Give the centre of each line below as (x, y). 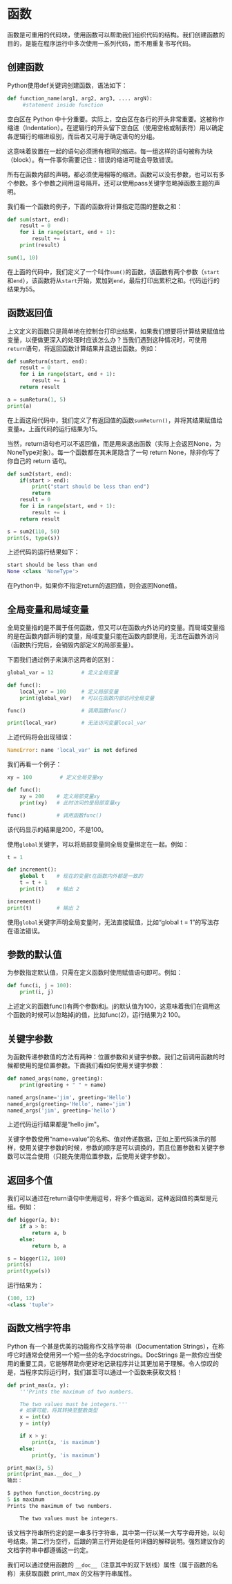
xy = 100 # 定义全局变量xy (55, 777)
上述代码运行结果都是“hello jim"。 (55, 1124)
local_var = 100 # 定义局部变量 (69, 692)
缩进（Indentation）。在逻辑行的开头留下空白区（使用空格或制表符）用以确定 (116, 127)
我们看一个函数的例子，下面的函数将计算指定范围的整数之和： (95, 206)
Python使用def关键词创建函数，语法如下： (67, 85)
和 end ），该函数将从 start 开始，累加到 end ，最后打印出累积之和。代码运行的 (113, 280)
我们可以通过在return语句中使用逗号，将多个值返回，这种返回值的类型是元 (113, 1198)
